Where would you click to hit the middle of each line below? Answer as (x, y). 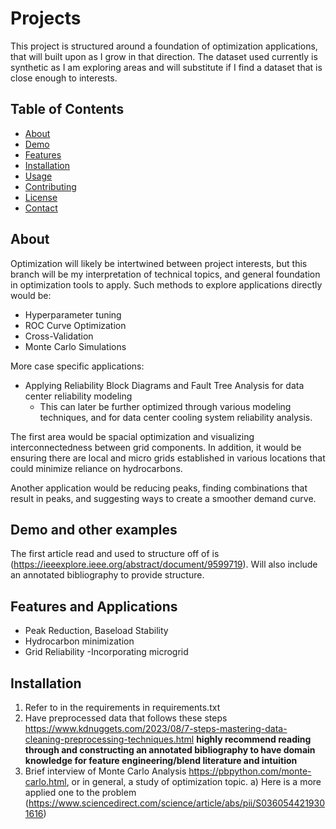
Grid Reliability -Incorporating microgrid (106, 652)
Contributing (50, 186)
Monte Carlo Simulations (75, 346)
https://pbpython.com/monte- (250, 771)
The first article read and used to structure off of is (115, 554)
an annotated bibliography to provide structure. (107, 575)
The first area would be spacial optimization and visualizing (132, 436)
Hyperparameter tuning (73, 314)
